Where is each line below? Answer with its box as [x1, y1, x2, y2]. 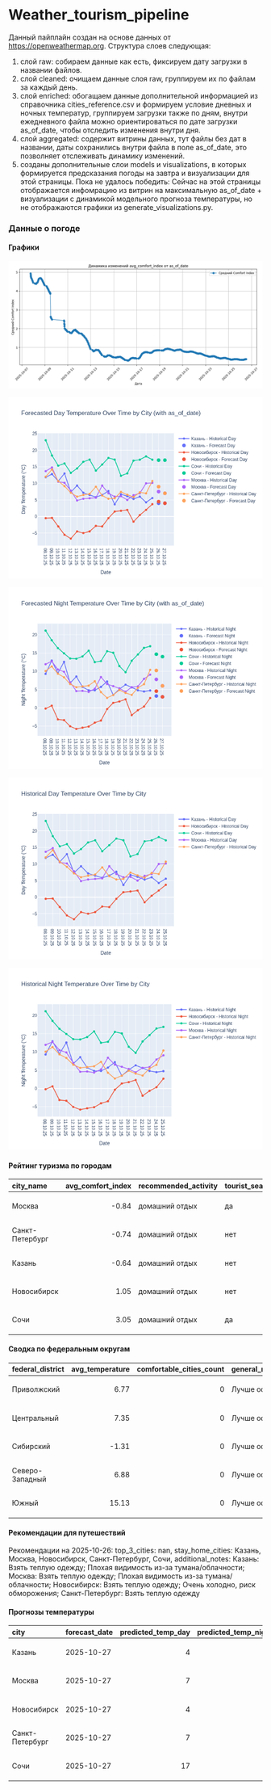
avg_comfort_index [65, 1181, 131, 1191]
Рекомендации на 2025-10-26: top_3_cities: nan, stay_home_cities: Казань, [8, 1545, 261, 1556]
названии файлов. [19, 65, 82, 74]
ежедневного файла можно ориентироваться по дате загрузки [19, 116, 238, 126]
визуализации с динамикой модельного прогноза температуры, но [19, 194, 252, 204]
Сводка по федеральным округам [8, 1344, 131, 1354]
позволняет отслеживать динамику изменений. [19, 151, 186, 161]
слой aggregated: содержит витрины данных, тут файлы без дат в [19, 133, 248, 143]
